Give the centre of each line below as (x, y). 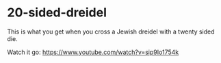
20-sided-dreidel (57, 13)
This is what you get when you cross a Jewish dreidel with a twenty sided (111, 32)
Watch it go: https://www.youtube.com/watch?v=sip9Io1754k (93, 52)
